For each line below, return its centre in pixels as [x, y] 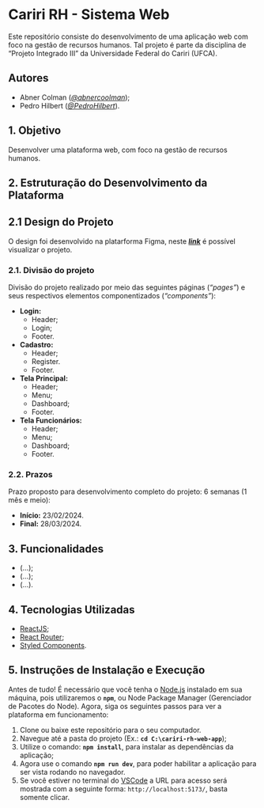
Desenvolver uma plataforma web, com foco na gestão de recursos [118, 150]
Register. [46, 362]
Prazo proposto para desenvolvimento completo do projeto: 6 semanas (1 [128, 491]
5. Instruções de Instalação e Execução [107, 670]
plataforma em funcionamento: [58, 715]
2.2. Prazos [30, 474]
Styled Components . [53, 645]
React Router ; [42, 637]
